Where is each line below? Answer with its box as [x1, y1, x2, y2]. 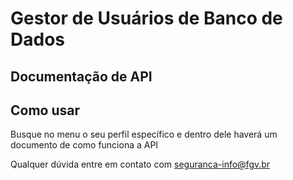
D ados [10, 28, 65, 51]
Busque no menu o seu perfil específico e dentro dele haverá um [10, 128, 278, 141]
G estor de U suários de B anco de [10, 7, 283, 30]
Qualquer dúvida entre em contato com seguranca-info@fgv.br [10, 158, 271, 171]
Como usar [10, 102, 81, 119]
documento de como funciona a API [10, 139, 159, 151]
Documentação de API [10, 68, 153, 85]
